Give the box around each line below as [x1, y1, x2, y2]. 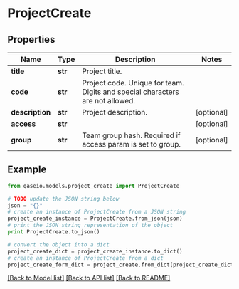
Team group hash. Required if [81, 130, 181, 140]
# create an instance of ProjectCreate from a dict [7, 254, 164, 261]
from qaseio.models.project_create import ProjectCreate [7, 182, 180, 189]
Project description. [81, 107, 148, 117]
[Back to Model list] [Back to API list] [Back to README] [7, 274, 171, 283]
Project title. [81, 66, 122, 76]
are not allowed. [81, 96, 136, 105]
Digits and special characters [81, 87, 179, 97]
